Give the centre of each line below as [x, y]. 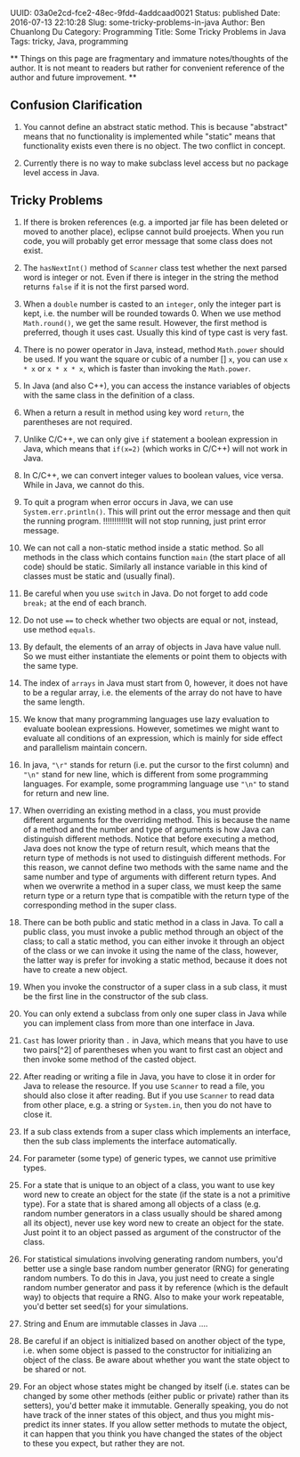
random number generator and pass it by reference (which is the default [155, 1287]
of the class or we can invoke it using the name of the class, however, [150, 950]
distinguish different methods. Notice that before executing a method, [151, 838]
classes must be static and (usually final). [99, 576]
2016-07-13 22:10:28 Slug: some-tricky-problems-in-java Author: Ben [138, 22]
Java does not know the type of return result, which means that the [146, 848]
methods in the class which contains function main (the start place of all [154, 557]
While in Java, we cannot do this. [84, 484]
